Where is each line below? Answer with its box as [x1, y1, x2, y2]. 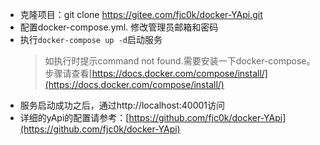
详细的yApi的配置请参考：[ [19, 112, 130, 123]
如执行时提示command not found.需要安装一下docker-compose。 [44, 55, 316, 67]
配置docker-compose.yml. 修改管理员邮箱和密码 [19, 21, 219, 33]
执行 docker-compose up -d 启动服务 [19, 34, 163, 45]
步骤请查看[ [44, 68, 93, 79]
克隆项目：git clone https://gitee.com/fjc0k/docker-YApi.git [19, 9, 263, 20]
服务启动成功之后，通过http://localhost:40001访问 [19, 99, 226, 111]
